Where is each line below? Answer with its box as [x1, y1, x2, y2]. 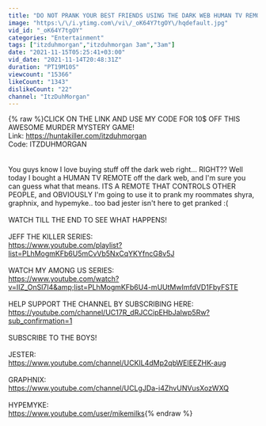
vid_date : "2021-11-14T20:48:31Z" [8, 56, 123, 64]
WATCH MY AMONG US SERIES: [8, 266, 115, 276]
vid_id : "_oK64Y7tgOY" [8, 26, 83, 34]
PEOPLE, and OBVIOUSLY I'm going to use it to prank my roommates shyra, [8, 190, 255, 200]
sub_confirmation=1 [8, 316, 73, 325]
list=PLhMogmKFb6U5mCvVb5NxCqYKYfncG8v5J [8, 249, 175, 258]
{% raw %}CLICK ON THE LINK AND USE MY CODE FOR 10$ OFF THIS [8, 114, 241, 124]
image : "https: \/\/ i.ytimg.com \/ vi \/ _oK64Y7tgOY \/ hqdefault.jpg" [8, 19, 228, 27]
